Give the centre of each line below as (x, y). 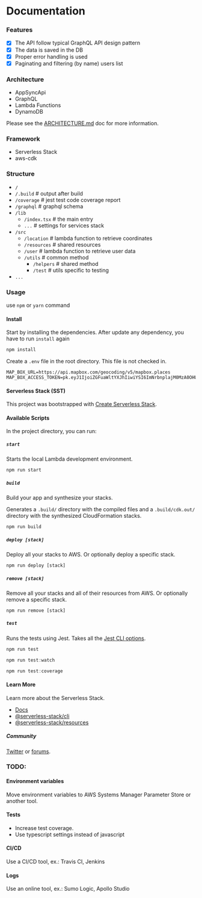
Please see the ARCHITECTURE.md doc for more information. (83, 123)
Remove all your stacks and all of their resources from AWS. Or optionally (97, 593)
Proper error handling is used (51, 57)
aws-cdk (26, 158)
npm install (21, 350)
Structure (20, 174)
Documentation (46, 11)
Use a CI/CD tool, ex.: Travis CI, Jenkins (56, 862)
